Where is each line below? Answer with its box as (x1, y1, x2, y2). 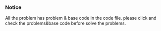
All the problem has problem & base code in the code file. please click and (5, 15, 157, 21)
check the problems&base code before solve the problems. (5, 20, 126, 26)
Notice (5, 4, 22, 11)
